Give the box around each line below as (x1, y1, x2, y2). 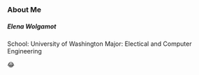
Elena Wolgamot (7, 22, 57, 31)
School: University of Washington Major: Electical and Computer (7, 40, 192, 48)
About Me (7, 5, 42, 15)
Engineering (7, 47, 42, 55)
